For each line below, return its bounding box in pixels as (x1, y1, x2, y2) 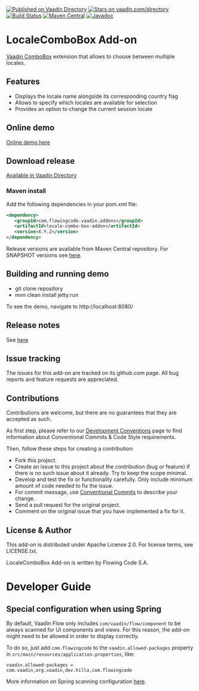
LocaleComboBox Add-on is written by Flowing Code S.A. (6, 559, 149, 566)
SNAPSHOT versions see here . (6, 252, 82, 259)
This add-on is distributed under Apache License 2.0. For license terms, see (6, 541, 193, 548)
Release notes (6, 320, 60, 331)
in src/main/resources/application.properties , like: (6, 651, 135, 658)
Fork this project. (14, 456, 57, 464)
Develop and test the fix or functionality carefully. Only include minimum (14, 476, 193, 483)
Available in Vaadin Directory (6, 172, 77, 179)
